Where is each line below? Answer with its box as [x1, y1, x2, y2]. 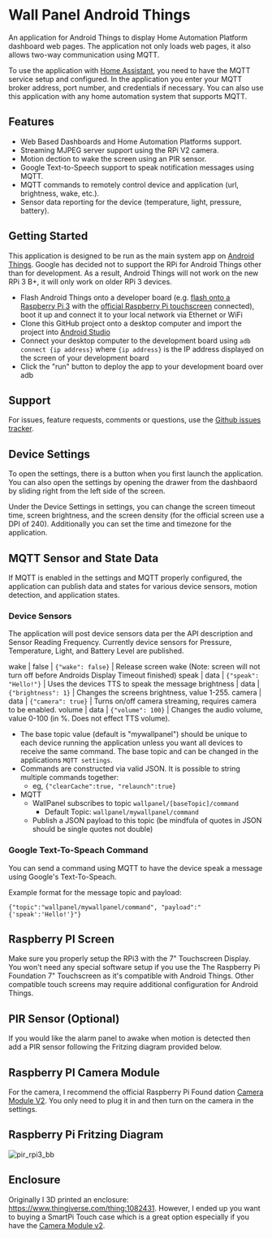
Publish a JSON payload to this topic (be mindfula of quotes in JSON [32, 816, 262, 825]
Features [8, 115, 54, 129]
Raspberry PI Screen [8, 932, 115, 946]
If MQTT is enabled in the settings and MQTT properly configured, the [8, 573, 243, 582]
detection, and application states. [8, 591, 120, 600]
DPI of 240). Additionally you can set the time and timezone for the [8, 519, 232, 529]
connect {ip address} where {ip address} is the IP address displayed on [19, 344, 264, 354]
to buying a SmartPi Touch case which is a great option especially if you [8, 1212, 249, 1222]
